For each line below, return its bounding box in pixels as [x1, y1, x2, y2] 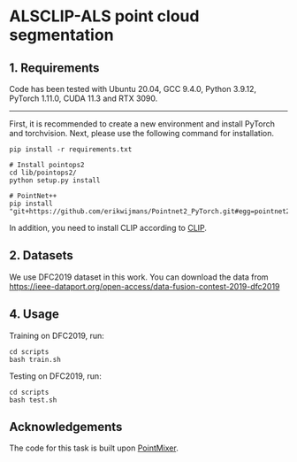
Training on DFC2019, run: [9, 330, 104, 341]
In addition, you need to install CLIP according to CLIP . [9, 223, 208, 233]
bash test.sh [9, 396, 57, 404]
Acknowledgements [9, 420, 123, 435]
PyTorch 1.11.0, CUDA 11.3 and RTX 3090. [9, 93, 158, 104]
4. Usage [9, 307, 59, 322]
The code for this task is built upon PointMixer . [9, 443, 179, 453]
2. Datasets [9, 248, 73, 263]
